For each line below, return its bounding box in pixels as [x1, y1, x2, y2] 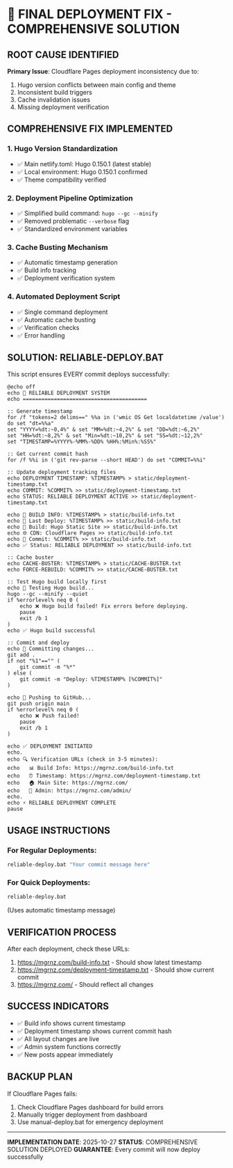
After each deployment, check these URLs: [7, 945, 130, 953]
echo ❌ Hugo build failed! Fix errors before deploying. [19, 603, 189, 610]
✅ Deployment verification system [17, 274, 116, 283]
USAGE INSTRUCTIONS [7, 824, 111, 836]
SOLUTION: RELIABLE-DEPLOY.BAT [7, 352, 164, 363]
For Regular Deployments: [7, 845, 97, 855]
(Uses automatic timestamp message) [7, 906, 116, 915]
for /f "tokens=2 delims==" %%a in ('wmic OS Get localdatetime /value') [7, 414, 225, 421]
